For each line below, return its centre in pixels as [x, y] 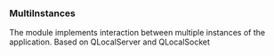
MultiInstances [42, 13]
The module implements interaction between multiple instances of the [137, 33]
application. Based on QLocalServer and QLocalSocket [110, 42]
